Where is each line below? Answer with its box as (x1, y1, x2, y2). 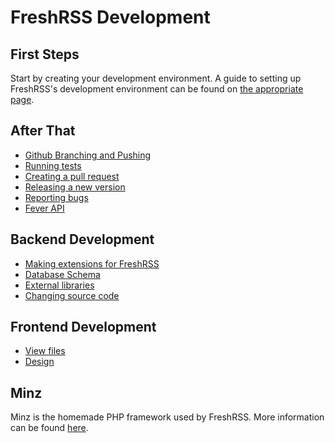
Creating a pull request (24, 170, 120, 182)
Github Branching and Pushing (24, 149, 152, 161)
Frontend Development (10, 319, 157, 336)
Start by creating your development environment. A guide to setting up (10, 72, 302, 84)
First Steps (10, 46, 80, 63)
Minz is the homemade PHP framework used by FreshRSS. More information (10, 411, 325, 423)
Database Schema (24, 268, 101, 280)
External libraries (24, 279, 95, 291)
